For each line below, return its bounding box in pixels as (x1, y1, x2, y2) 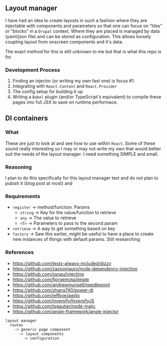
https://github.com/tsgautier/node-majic (12, 303, 96, 309)
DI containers (5, 114, 48, 122)
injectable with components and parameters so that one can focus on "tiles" (5, 23, 162, 29)
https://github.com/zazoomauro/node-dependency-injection (12, 266, 138, 272)
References (5, 249, 34, 256)
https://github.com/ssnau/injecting (12, 271, 84, 277)
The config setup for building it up (12, 89, 83, 95)
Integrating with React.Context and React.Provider (12, 83, 117, 90)
